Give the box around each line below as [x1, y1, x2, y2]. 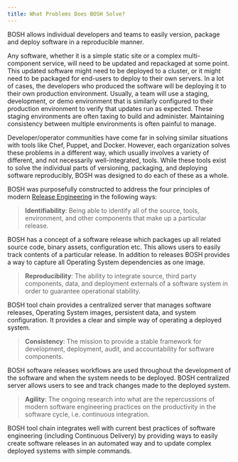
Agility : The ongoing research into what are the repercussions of [24, 394, 215, 403]
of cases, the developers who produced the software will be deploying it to [7, 81, 227, 90]
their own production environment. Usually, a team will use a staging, [7, 89, 210, 98]
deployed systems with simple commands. [7, 446, 132, 455]
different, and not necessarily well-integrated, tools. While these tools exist [7, 156, 227, 164]
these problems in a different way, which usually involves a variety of [7, 148, 210, 157]
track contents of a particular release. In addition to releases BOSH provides [7, 250, 230, 258]
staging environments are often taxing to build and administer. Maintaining [7, 112, 225, 120]
